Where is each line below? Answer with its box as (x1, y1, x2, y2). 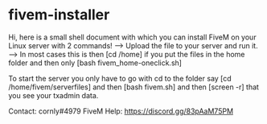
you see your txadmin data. (8, 90, 99, 100)
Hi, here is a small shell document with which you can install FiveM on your (8, 32, 257, 42)
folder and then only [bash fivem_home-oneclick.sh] (8, 58, 183, 68)
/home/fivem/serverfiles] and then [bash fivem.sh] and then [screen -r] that (8, 82, 260, 92)
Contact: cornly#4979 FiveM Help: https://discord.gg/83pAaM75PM (8, 106, 234, 116)
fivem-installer (8, 6, 110, 24)
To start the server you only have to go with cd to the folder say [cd (8, 73, 232, 83)
